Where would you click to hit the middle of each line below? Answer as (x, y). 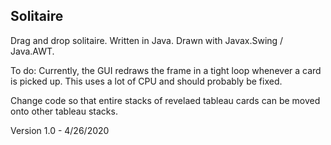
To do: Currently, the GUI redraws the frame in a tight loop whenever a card (166, 70)
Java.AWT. (32, 51)
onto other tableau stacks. (64, 111)
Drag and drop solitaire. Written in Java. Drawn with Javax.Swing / (147, 40)
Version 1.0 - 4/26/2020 (60, 130)
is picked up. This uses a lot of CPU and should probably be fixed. (146, 81)
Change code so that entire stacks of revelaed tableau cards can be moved (165, 100)
